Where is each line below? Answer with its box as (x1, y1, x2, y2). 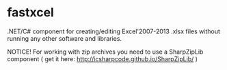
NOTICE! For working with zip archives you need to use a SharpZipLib (7, 48, 204, 56)
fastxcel (7, 5, 55, 20)
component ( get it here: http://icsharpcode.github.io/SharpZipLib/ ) (7, 54, 198, 63)
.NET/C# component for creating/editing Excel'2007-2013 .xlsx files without (7, 27, 220, 35)
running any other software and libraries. (7, 34, 122, 42)
